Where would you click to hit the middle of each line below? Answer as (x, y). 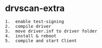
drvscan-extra (35, 8)
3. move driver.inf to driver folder (51, 31)
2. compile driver (28, 26)
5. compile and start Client (41, 41)
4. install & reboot (31, 36)
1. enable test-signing (34, 21)
